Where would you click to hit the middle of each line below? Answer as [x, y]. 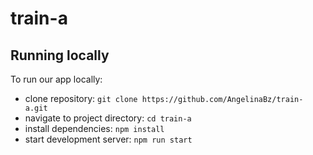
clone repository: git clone [81, 98]
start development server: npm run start [108, 139]
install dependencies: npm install [94, 128]
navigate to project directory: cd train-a [108, 118]
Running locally [60, 55]
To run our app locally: [56, 79]
